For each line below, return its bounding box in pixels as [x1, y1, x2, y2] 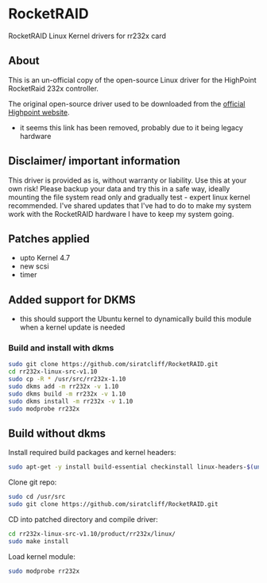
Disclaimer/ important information [8, 154, 180, 168]
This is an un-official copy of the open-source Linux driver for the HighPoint [8, 75, 257, 84]
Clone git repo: [8, 477, 57, 487]
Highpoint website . [8, 107, 70, 117]
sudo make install [8, 537, 69, 545]
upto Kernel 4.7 [19, 253, 71, 263]
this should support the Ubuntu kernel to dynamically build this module [19, 315, 252, 324]
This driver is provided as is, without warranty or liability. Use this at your [8, 176, 247, 185]
